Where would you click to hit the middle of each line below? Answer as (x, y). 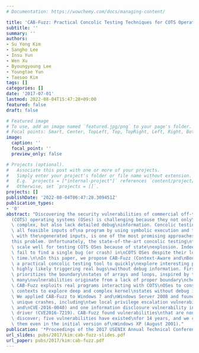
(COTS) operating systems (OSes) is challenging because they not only (102, 219)
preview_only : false (37, 154)
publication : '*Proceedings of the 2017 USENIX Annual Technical (88, 329)
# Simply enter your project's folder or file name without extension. (99, 176)
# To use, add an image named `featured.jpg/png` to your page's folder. (99, 127)
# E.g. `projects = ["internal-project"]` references (76, 181)
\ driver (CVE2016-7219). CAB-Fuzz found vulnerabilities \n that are (98, 313)
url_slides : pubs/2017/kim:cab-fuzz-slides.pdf (66, 335)
